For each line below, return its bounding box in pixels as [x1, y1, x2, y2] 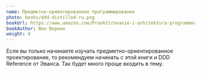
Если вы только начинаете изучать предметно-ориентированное [6, 47, 173, 54]
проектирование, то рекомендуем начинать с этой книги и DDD [6, 54, 170, 61]
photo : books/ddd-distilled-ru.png [6, 14, 95, 20]
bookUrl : [6, 20, 28, 26]
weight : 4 [6, 31, 31, 37]
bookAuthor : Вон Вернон [6, 25, 66, 32]
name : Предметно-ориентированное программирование [6, 8, 135, 15]
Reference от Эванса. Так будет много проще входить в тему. [6, 60, 164, 68]
